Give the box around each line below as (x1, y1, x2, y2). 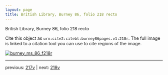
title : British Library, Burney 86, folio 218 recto (5, 12, 117, 17)
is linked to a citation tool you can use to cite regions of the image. (5, 40, 142, 46)
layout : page (5, 7, 32, 12)
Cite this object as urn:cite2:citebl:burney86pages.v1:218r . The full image (5, 35, 160, 41)
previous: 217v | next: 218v (5, 64, 60, 70)
